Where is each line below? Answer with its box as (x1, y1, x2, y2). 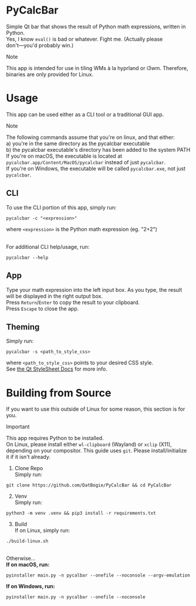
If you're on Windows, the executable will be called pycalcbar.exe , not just (6, 165, 186, 172)
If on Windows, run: (6, 583, 55, 590)
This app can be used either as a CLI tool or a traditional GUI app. (6, 111, 164, 118)
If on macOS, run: (6, 561, 50, 568)
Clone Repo (14, 465, 43, 472)
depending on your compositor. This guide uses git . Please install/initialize (6, 447, 187, 454)
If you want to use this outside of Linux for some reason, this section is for (6, 405, 185, 412)
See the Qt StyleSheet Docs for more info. (6, 365, 107, 372)
